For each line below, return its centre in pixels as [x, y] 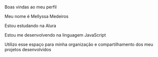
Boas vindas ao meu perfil [31, 7]
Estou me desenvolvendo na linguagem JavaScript [55, 35]
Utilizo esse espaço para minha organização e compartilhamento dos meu [79, 44]
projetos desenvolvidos [28, 50]
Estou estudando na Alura [30, 26]
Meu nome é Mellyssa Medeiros [37, 16]
